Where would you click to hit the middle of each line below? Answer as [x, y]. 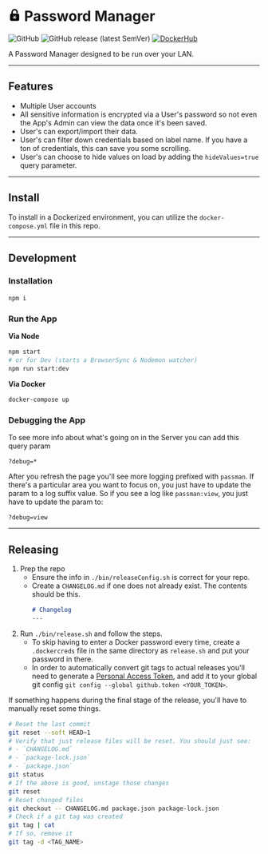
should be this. [56, 594]
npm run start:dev [39, 369]
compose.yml [28, 226]
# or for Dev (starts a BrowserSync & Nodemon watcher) [103, 360]
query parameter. [48, 165]
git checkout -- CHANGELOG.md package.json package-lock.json [114, 808]
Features [31, 87]
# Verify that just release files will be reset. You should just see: [130, 741]
